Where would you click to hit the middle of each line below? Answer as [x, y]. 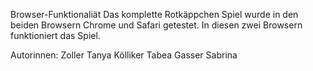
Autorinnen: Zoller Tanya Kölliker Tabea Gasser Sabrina [124, 55]
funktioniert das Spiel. [55, 35]
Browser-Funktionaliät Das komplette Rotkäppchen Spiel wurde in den [154, 14]
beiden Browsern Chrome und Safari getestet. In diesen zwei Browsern [156, 25]
